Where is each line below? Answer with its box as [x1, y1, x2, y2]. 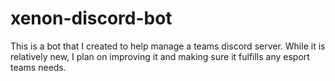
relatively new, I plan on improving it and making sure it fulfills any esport [10, 50, 310, 62]
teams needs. [10, 61, 67, 73]
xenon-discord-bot [10, 7, 173, 30]
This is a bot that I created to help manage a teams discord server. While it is [10, 40, 326, 52]
